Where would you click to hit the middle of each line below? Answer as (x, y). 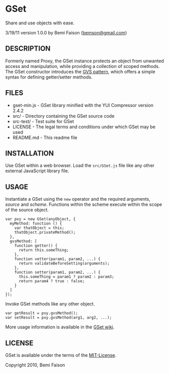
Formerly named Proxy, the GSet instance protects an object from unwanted (85, 61)
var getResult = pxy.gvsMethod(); (42, 313)
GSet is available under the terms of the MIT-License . (61, 355)
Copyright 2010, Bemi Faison (35, 365)
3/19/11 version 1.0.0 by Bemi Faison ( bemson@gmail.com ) (66, 32)
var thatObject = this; (39, 228)
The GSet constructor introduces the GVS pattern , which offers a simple (80, 71)
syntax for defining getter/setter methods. (49, 77)
